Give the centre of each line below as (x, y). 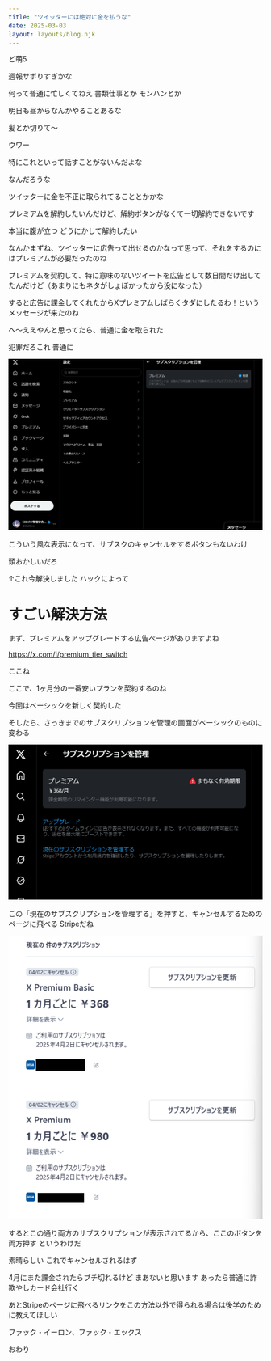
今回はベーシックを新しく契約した (65, 706)
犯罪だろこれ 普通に (41, 347)
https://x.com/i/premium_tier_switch (68, 654)
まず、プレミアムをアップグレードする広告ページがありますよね (114, 638)
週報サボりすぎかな (40, 76)
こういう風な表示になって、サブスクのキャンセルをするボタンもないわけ (128, 544)
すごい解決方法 (58, 614)
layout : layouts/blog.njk (52, 34)
